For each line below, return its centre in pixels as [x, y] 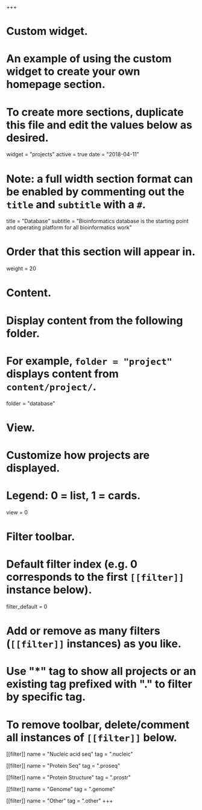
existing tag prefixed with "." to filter [99, 684]
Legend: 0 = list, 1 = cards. [74, 496]
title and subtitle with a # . [76, 204]
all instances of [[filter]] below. [92, 737]
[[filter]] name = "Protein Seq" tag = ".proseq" [63, 766]
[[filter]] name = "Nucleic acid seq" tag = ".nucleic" [70, 754]
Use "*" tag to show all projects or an [101, 672]
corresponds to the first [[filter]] [95, 577]
